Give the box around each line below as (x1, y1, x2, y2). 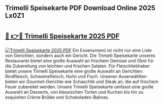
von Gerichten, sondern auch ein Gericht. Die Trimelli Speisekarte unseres (5, 52, 156, 58)
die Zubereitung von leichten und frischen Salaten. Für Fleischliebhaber (5, 63, 150, 69)
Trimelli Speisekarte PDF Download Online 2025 (5, 4, 156, 12)
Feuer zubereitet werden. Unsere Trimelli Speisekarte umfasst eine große (5, 84, 154, 90)
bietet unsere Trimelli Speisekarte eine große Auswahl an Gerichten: (5, 68, 143, 74)
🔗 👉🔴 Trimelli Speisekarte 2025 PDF (5, 32, 120, 40)
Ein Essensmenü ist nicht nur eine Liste (72, 48, 152, 53)
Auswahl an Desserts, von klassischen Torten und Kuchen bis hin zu (5, 89, 144, 95)
